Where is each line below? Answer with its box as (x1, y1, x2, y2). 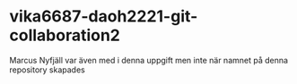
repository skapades (9, 64, 85, 75)
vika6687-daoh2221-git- (9, 6, 198, 27)
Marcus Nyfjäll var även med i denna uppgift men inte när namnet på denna (9, 55, 289, 65)
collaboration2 (9, 25, 121, 46)
